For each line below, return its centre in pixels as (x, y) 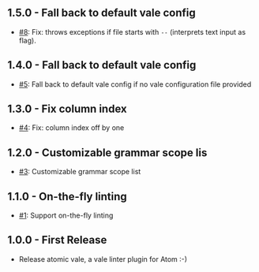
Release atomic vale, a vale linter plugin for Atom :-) (103, 259)
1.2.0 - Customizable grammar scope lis (107, 153)
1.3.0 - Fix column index (67, 109)
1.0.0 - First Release (57, 240)
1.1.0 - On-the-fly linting (67, 196)
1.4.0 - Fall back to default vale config (102, 65)
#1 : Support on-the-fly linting (66, 215)
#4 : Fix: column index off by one (71, 128)
